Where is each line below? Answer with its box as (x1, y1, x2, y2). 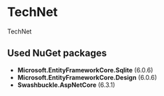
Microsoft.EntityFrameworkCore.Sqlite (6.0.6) (17, 65, 154, 74)
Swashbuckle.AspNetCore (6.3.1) (17, 81, 115, 89)
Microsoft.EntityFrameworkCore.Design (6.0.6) (17, 73, 157, 81)
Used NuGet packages (7, 47, 107, 59)
